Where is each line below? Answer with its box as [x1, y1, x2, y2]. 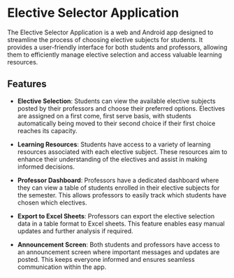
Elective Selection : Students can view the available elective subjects [17, 97, 216, 105]
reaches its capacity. [17, 126, 78, 134]
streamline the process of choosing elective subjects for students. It [7, 35, 203, 43]
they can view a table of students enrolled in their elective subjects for [17, 183, 220, 192]
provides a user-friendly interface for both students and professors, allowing [7, 43, 228, 51]
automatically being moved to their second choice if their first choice [17, 119, 216, 127]
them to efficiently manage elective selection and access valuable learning [7, 50, 222, 59]
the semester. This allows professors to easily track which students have [17, 190, 227, 199]
